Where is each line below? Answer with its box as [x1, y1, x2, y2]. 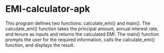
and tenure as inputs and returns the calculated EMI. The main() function [5, 31, 159, 37]
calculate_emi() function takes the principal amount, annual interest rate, [5, 25, 159, 31]
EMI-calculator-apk [5, 3, 90, 15]
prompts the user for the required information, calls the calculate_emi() [5, 37, 155, 43]
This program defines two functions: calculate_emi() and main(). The [5, 20, 151, 26]
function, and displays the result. [5, 42, 75, 48]
